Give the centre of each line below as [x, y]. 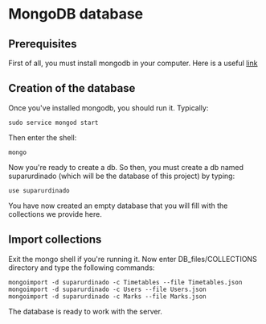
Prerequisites [43, 44]
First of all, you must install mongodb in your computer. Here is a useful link [133, 63]
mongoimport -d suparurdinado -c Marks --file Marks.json [107, 296]
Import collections [55, 240]
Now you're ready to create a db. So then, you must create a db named [126, 167]
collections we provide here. [55, 214]
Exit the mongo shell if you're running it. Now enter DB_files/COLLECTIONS [133, 259]
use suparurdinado [39, 190]
